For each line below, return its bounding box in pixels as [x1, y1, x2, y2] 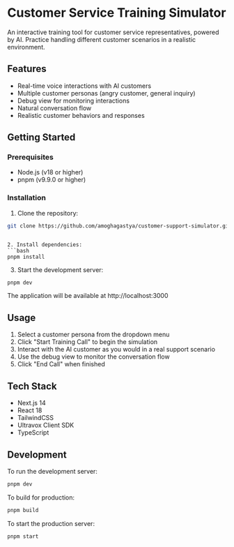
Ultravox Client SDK [17, 421, 75, 430]
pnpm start [7, 532, 39, 540]
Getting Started [7, 131, 76, 144]
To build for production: [7, 493, 75, 502]
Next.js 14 [17, 399, 47, 407]
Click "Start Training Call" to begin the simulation [17, 338, 158, 346]
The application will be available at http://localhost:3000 [7, 292, 169, 300]
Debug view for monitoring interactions [17, 96, 130, 105]
